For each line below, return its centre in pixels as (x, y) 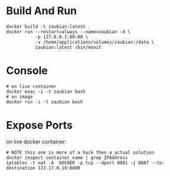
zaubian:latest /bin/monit (68, 47)
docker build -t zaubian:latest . (49, 27)
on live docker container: (36, 141)
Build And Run (42, 11)
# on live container (32, 86)
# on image (19, 97)
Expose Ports (39, 126)
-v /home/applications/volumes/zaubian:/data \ (95, 42)
